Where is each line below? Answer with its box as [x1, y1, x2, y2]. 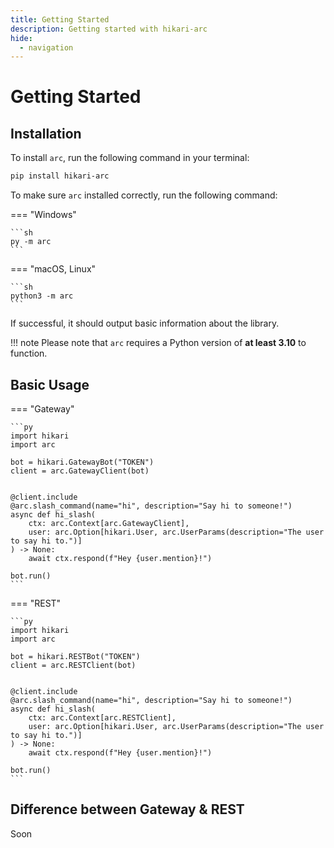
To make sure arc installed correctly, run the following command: [10, 189, 278, 201]
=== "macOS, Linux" [10, 263, 97, 275]
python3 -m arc [10, 291, 74, 301]
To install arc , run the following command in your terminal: [10, 152, 250, 164]
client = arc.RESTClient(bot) [10, 660, 137, 670]
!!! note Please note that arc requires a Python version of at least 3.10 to [10, 337, 307, 349]
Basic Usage [10, 376, 90, 393]
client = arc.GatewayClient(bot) [10, 466, 150, 476]
